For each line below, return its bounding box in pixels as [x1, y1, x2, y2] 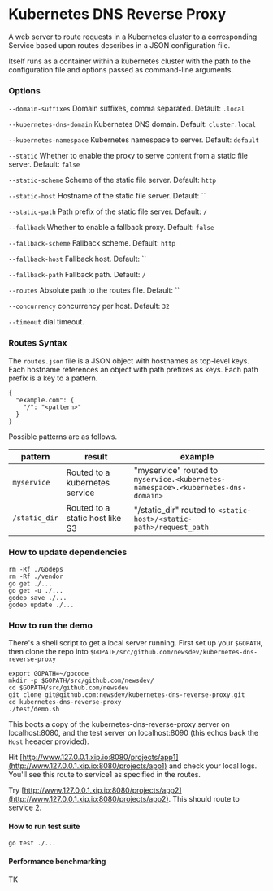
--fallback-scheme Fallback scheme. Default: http [8, 238, 176, 248]
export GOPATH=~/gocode [8, 670, 89, 678]
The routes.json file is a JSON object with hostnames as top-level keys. [8, 355, 250, 366]
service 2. [8, 802, 42, 813]
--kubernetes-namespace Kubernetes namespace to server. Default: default [8, 135, 260, 145]
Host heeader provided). [8, 737, 89, 746]
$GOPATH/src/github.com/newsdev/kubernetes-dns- [89, 648, 258, 657]
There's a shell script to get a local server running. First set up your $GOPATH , [8, 638, 263, 648]
